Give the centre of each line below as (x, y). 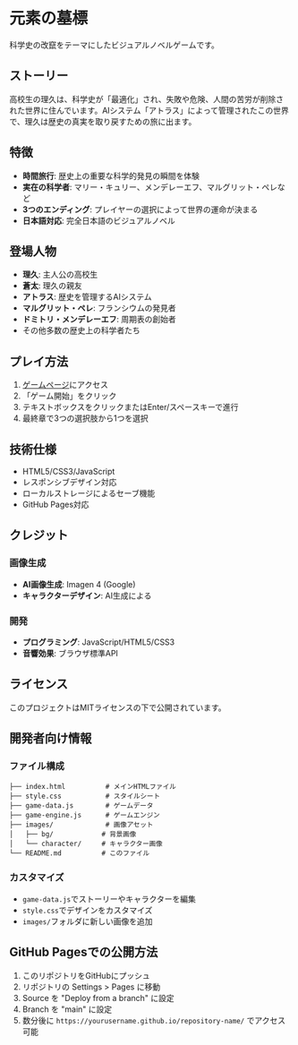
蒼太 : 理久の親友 (52, 286)
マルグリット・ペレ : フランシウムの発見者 (99, 308)
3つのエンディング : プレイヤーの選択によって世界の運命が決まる (140, 209)
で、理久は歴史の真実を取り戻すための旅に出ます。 (103, 121)
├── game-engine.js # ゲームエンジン (85, 816)
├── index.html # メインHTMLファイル (93, 787)
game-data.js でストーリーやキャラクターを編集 (109, 899)
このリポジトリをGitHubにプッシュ (86, 975)
